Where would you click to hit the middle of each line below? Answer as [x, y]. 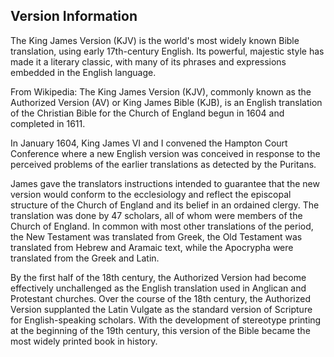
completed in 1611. [48, 123]
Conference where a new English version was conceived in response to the [165, 153]
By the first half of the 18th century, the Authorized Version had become [158, 277]
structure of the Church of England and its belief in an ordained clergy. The [165, 205]
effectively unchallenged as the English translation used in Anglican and [158, 288]
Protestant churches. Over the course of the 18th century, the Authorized [160, 298]
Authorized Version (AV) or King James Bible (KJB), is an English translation [166, 102]
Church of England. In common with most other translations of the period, [162, 226]
